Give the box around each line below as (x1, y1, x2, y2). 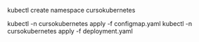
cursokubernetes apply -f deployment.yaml (7, 27, 134, 35)
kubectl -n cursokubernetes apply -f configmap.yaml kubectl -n (7, 20, 193, 27)
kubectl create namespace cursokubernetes (7, 6, 136, 14)
